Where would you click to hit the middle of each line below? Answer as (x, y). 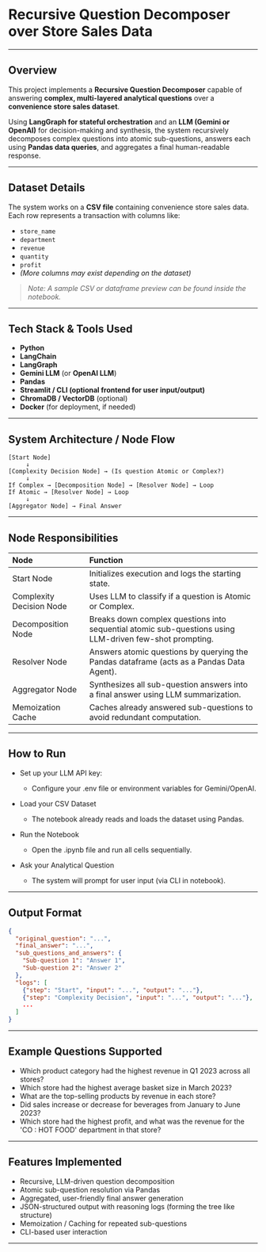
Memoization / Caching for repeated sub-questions (103, 1223)
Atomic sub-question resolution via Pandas (90, 1189)
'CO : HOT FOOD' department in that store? (90, 1129)
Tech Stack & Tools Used (70, 329)
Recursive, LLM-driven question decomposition (97, 1181)
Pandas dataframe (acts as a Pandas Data (167, 662)
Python (32, 348)
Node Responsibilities (63, 538)
